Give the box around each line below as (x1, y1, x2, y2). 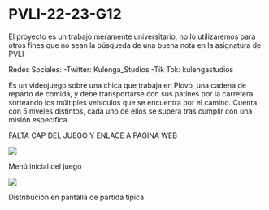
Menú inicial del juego (8, 161, 82, 171)
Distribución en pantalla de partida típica (8, 192, 145, 202)
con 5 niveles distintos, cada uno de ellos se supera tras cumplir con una (8, 106, 253, 116)
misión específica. (8, 114, 70, 124)
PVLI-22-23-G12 (8, 5, 122, 24)
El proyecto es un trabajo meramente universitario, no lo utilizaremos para (8, 32, 256, 41)
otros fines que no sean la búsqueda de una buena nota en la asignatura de (8, 40, 262, 49)
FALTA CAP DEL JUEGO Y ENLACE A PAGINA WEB (8, 131, 177, 140)
